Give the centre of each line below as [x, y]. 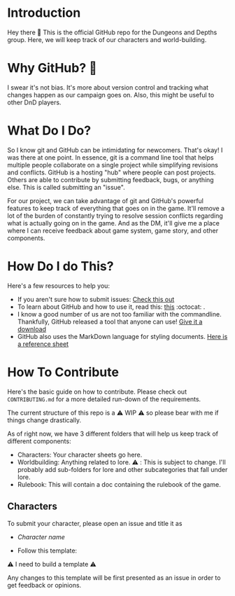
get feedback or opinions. [44, 585]
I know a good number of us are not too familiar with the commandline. [119, 314]
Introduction [44, 13]
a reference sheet [43, 344]
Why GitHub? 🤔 [52, 68]
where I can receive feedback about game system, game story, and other [113, 230]
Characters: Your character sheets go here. [80, 455]
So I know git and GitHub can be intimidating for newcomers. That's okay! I [115, 150]
